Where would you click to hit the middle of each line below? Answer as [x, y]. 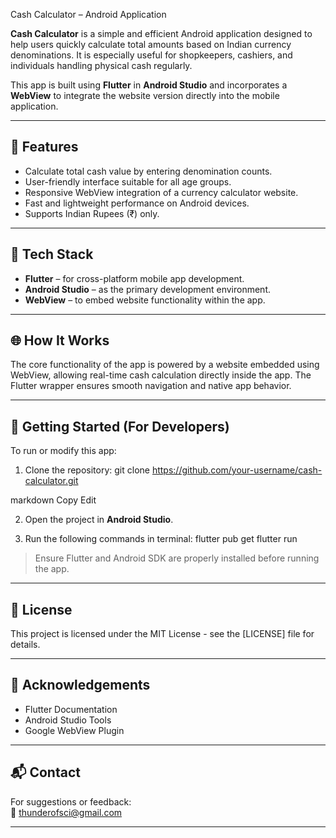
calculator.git [51, 481]
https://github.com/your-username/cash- [237, 470]
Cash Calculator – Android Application [88, 14]
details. [25, 645]
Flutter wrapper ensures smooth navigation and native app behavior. [151, 386]
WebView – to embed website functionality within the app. [145, 300]
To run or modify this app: [63, 451]
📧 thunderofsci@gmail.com [66, 812]
